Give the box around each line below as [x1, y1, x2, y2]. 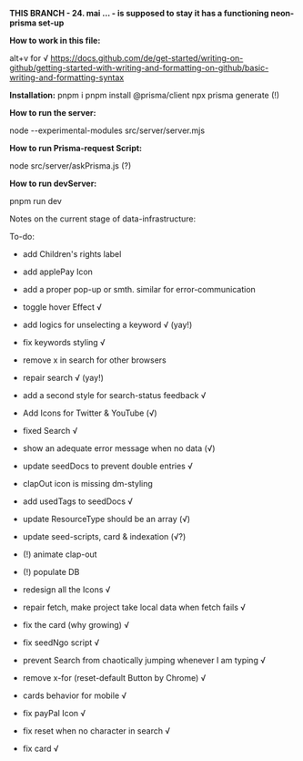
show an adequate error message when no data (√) [22, 443, 216, 454]
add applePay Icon [22, 266, 94, 277]
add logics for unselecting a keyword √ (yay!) [22, 319, 193, 330]
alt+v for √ [9, 53, 49, 63]
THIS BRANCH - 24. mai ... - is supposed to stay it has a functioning [9, 8, 269, 18]
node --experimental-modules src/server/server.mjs [9, 125, 206, 136]
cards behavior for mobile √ [22, 690, 127, 701]
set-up [37, 17, 65, 28]
